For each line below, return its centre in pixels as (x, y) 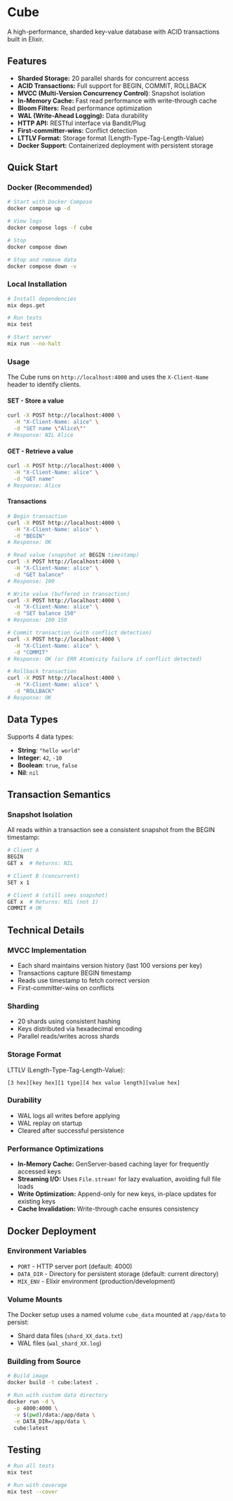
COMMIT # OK (25, 908)
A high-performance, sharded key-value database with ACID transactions (113, 32)
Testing (24, 1449)
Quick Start (33, 168)
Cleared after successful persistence (71, 1130)
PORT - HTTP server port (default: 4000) (75, 1266)
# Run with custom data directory (58, 1396)
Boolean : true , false (47, 765)
